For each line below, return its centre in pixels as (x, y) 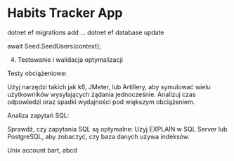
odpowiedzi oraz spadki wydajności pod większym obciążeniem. (101, 102)
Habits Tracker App (65, 13)
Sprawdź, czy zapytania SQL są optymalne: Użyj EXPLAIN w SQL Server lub (117, 129)
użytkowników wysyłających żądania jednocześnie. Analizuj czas (102, 94)
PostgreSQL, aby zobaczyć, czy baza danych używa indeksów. (98, 136)
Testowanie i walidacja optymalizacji (70, 59)
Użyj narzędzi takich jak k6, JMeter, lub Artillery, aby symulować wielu (109, 86)
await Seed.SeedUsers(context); (54, 46)
